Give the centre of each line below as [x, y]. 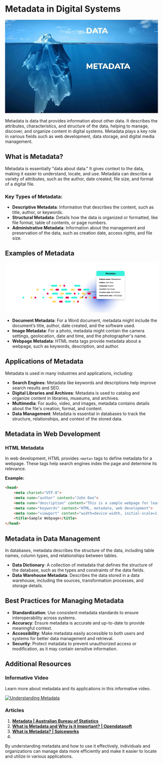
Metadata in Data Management [53, 539]
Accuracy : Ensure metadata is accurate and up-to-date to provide [78, 623]
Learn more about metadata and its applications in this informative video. [78, 688]
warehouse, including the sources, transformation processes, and [78, 580]
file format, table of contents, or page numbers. [59, 223]
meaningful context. [32, 628]
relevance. [16, 469]
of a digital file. [20, 184]
